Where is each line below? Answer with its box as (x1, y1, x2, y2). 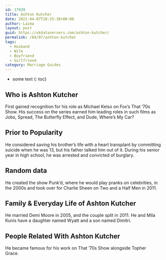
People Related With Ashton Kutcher (5, 232, 120, 240)
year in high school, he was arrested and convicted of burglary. (5, 152, 135, 158)
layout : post (5, 26, 32, 31)
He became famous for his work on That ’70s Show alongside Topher (5, 245, 147, 251)
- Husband (9, 44, 30, 49)
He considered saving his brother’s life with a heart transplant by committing (5, 142, 161, 148)
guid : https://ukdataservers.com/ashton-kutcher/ (5, 30, 110, 35)
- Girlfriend (9, 58, 37, 63)
